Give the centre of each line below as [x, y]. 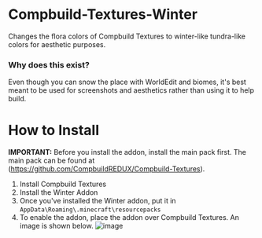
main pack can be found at [52, 161]
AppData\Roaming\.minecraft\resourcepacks [90, 210]
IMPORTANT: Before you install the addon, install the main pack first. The [127, 152]
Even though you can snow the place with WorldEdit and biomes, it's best [127, 82]
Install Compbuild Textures [63, 184]
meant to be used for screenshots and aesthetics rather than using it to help [131, 90]
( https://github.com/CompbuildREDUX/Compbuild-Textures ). [107, 169]
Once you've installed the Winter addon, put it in [98, 201]
